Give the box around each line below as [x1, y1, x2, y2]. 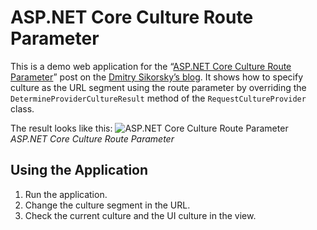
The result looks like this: [10, 122, 113, 134]
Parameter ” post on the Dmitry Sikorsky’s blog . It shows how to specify [10, 71, 304, 83]
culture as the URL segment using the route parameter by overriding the [10, 81, 307, 93]
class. [10, 102, 35, 115]
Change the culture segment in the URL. [24, 199, 191, 211]
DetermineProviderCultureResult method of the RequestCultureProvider [10, 92, 307, 104]
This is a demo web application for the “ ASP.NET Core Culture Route [10, 60, 292, 72]
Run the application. [24, 188, 108, 200]
